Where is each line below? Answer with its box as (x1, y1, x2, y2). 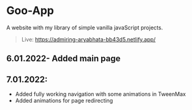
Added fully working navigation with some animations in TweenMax (15, 90, 186, 98)
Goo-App (6, 4, 54, 18)
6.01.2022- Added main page (6, 53, 121, 64)
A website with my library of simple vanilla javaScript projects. (6, 24, 163, 31)
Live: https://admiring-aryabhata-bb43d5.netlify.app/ (21, 35, 156, 43)
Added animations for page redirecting (15, 97, 113, 105)
